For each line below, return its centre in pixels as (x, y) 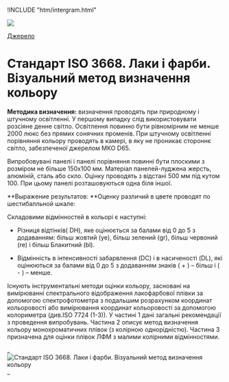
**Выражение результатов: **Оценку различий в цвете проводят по (109, 196)
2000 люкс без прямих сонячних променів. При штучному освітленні (109, 133)
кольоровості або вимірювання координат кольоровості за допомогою (111, 307)
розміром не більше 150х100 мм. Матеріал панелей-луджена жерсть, (109, 168)
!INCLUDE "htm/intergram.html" (52, 10)
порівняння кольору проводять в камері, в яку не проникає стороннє (109, 140)
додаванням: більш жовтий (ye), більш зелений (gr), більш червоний (117, 237)
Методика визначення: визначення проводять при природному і (104, 112)
